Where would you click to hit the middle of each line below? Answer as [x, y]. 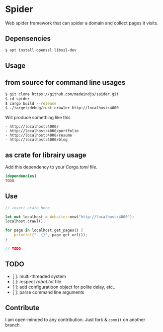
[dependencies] [21, 176]
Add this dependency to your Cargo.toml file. [51, 167]
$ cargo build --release [31, 103]
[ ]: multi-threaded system [39, 276]
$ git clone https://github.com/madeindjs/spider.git [62, 94]
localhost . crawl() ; [25, 221]
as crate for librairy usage [46, 155]
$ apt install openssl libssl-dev [41, 50]
